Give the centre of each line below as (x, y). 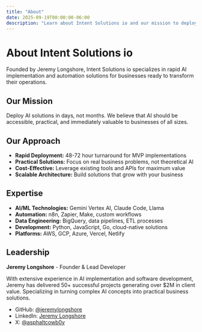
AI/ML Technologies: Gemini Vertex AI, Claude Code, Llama (89, 207)
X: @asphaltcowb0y (40, 322)
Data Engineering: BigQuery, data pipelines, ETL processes (89, 221)
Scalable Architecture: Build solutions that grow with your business (99, 174)
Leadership (28, 252)
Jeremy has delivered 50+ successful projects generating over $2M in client (101, 285)
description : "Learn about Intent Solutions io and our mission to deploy (102, 23)
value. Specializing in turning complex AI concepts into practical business (97, 291)
